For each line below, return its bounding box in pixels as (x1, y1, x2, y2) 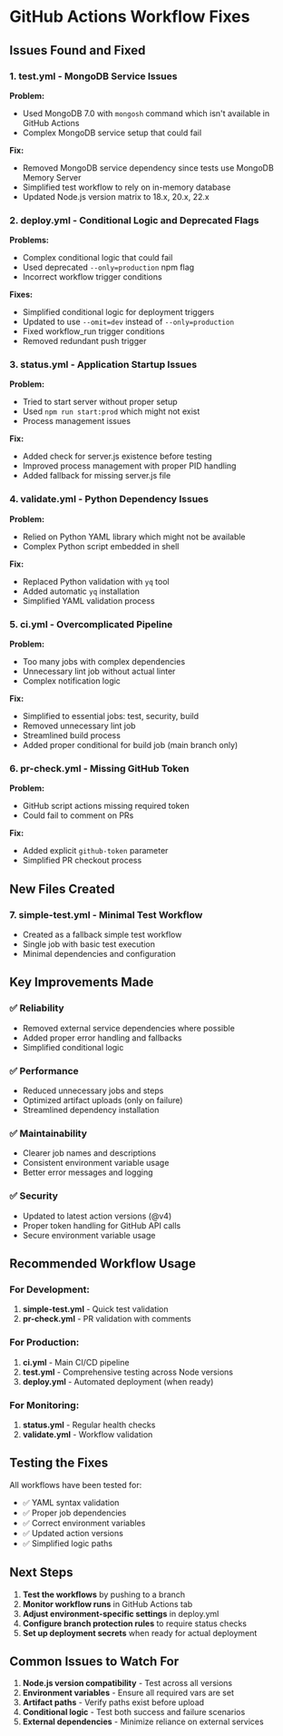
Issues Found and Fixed (9, 43, 146, 58)
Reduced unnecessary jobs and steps (22, 1085, 164, 1096)
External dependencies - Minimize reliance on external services (22, 1716, 265, 1727)
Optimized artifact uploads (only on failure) (22, 1095, 183, 1106)
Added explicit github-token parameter (22, 845, 169, 856)
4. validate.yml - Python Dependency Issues (9, 493, 209, 506)
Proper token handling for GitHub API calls (22, 1219, 181, 1231)
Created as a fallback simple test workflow (22, 929, 182, 941)
